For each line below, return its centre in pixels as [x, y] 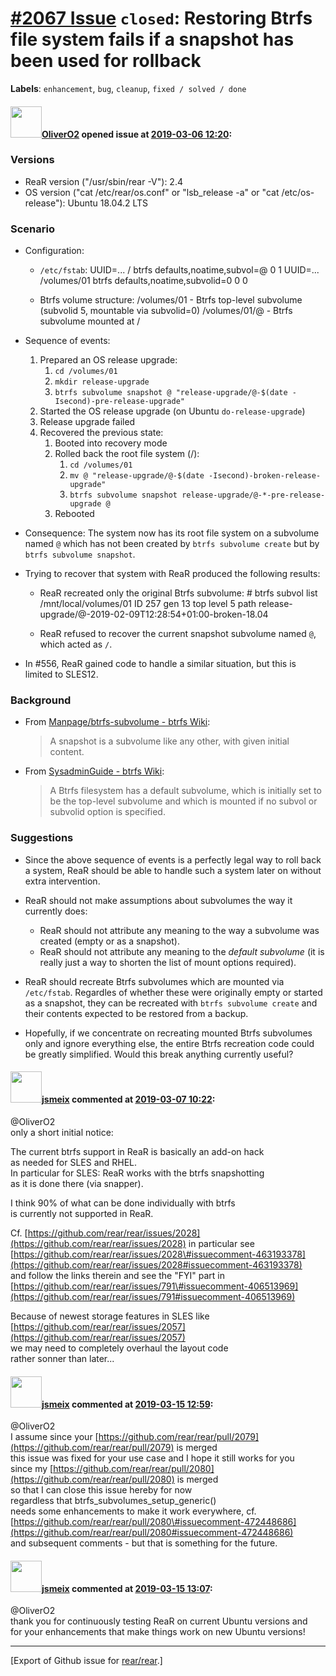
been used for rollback [106, 61]
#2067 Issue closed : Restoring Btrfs [161, 18]
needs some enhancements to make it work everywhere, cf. [133, 1511]
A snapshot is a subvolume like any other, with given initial [169, 741]
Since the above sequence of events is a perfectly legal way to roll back [173, 859]
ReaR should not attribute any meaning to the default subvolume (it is [182, 951]
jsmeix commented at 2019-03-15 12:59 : [127, 1404]
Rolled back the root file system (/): [127, 454]
